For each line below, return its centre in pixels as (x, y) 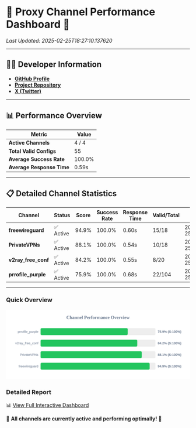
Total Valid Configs (32, 151)
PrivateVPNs (24, 245)
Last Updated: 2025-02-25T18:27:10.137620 (59, 40)
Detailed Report (29, 392)
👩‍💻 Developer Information (54, 65)
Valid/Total (166, 215)
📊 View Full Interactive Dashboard (48, 405)
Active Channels (29, 143)
